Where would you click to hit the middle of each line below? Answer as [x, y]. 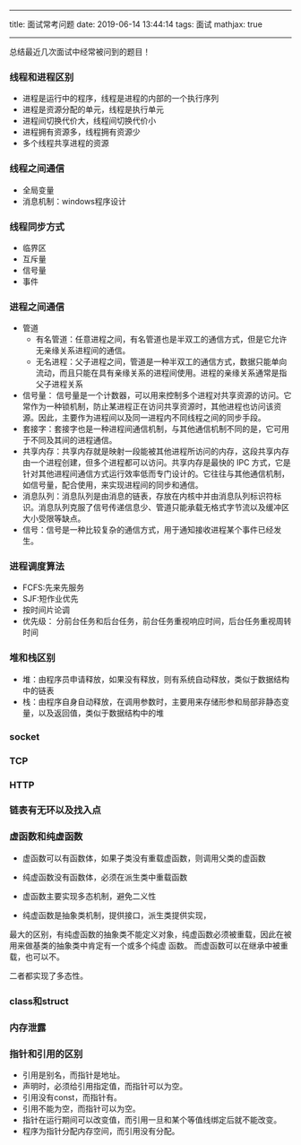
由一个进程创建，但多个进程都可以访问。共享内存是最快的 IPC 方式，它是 [156, 463]
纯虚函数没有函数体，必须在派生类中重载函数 [105, 877]
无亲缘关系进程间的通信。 [83, 351]
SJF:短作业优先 [50, 599]
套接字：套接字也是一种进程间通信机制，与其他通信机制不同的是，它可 [152, 429]
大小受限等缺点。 [54, 519]
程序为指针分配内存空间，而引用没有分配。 [101, 1131]
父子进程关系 [59, 384]
